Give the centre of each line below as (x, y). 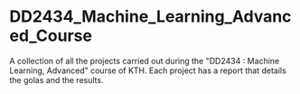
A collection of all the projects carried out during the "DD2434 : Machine (145, 61)
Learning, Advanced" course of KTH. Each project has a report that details (148, 70)
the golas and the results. (56, 80)
